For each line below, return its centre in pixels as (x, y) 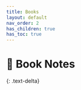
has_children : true (31, 29)
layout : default (27, 18)
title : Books (23, 12)
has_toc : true (24, 34)
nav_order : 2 (23, 23)
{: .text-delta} (23, 81)
